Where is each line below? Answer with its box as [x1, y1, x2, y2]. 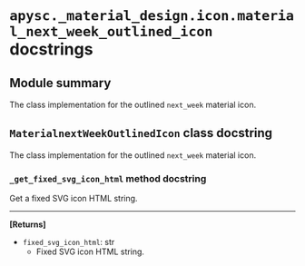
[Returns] [9, 219, 47, 230]
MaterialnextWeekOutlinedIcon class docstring [9, 125, 273, 141]
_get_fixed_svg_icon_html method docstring [9, 172, 207, 184]
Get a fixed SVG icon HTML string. [9, 193, 138, 204]
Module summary [9, 75, 112, 91]
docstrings [9, 39, 93, 60]
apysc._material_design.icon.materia [9, 7, 295, 25]
